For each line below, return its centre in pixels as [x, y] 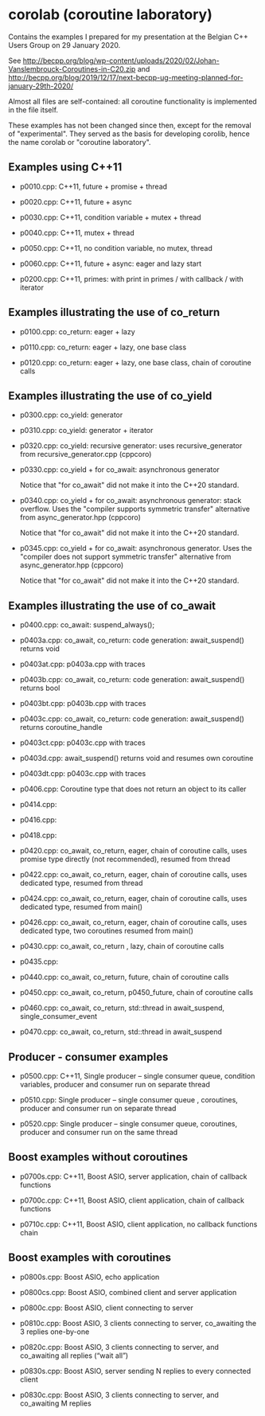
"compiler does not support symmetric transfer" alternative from [125, 557]
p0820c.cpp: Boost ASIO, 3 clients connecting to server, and [119, 1347]
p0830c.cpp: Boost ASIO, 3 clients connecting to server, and [119, 1395]
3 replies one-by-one [55, 1332]
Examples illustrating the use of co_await [112, 605]
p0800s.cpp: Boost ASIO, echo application [90, 1277]
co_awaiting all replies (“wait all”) [74, 1356]
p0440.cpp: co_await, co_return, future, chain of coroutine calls [124, 977]
